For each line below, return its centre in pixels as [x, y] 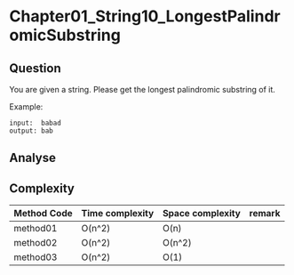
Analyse [32, 158]
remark [265, 214]
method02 [36, 243]
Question [35, 68]
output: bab [31, 131]
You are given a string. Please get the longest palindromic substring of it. [142, 89]
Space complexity [202, 214]
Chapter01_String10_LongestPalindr [145, 16]
